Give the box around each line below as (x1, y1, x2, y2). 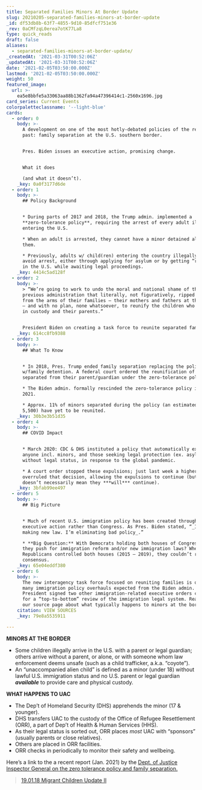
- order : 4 (11, 419, 39, 425)
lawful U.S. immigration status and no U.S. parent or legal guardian (14, 672, 180, 679)
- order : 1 (11, 186, 39, 193)
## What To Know (22, 347, 63, 353)
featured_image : (6, 82, 47, 88)
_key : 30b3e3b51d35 (17, 413, 66, 419)
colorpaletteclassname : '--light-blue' (6, 104, 106, 110)
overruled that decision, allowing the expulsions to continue (22, 474, 185, 480)
